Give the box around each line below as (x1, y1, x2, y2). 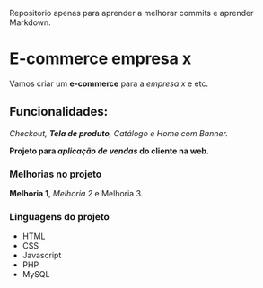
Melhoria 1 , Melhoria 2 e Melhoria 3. (9, 188, 144, 199)
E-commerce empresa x (9, 48, 192, 69)
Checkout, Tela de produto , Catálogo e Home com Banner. (9, 127, 229, 138)
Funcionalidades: (9, 104, 109, 119)
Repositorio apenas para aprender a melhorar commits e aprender (9, 8, 254, 18)
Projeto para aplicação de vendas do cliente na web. (9, 145, 209, 156)
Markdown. (9, 17, 51, 28)
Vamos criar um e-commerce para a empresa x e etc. (9, 78, 209, 89)
